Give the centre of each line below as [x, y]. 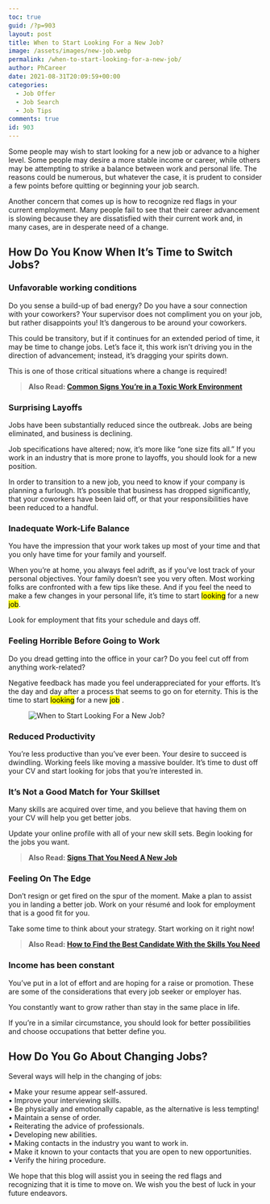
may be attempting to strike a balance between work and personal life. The [133, 168]
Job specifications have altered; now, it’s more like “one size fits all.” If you [132, 449]
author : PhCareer [37, 69]
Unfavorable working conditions [73, 288]
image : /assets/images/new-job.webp [70, 51]
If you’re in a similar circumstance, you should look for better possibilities [130, 1023]
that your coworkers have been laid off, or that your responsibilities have [129, 499]
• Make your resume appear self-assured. [78, 1091]
